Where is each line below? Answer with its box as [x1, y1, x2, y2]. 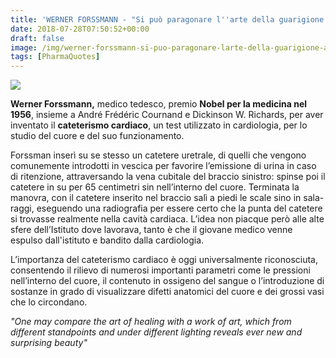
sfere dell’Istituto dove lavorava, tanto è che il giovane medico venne [10, 224, 293, 236]
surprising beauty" [10, 337, 88, 349]
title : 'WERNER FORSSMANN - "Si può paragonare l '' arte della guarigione [10, 14, 325, 25]
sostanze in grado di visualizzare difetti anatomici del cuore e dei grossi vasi [10, 286, 325, 298]
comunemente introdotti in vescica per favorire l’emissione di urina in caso [10, 160, 317, 172]
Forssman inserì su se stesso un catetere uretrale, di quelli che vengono [10, 149, 307, 161]
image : [10, 42, 38, 53]
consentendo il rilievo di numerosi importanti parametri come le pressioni [10, 264, 311, 276]
